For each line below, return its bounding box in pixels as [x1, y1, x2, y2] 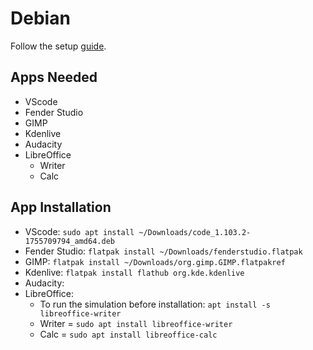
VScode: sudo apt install [24, 225, 135, 237]
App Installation [10, 199, 112, 216]
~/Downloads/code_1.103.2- [138, 227, 252, 237]
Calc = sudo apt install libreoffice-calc [39, 328, 218, 340]
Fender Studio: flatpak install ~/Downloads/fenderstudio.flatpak [24, 245, 303, 257]
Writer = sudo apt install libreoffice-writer [39, 317, 233, 329]
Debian [10, 7, 71, 30]
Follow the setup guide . [10, 40, 107, 52]
